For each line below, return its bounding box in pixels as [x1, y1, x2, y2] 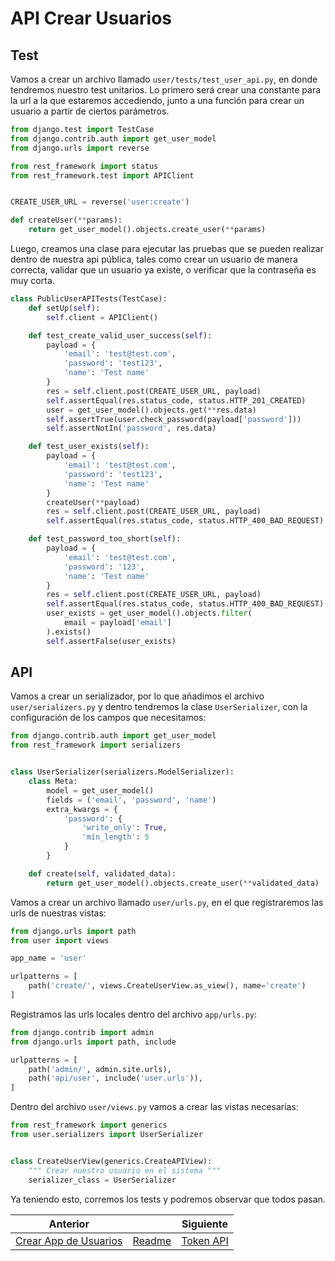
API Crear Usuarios [10, 7, 173, 30]
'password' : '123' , [63, 562, 145, 572]
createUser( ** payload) [46, 497, 141, 507]
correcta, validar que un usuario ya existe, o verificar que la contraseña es [10, 264, 317, 276]
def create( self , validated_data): [28, 868, 177, 879]
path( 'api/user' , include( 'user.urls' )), [28, 1073, 203, 1084]
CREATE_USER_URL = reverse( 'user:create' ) [10, 197, 190, 207]
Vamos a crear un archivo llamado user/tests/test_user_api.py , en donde [10, 73, 318, 85]
